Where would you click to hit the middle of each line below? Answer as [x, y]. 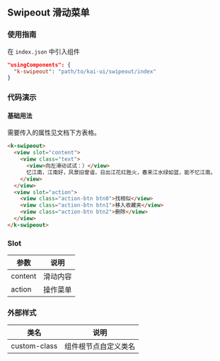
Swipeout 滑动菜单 [48, 13]
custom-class [34, 346]
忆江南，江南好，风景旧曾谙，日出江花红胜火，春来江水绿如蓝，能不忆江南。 [121, 172]
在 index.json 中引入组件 [44, 51]
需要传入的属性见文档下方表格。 [54, 132]
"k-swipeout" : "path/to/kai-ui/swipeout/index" [85, 71]
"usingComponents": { [39, 65]
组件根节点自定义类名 [100, 347]
